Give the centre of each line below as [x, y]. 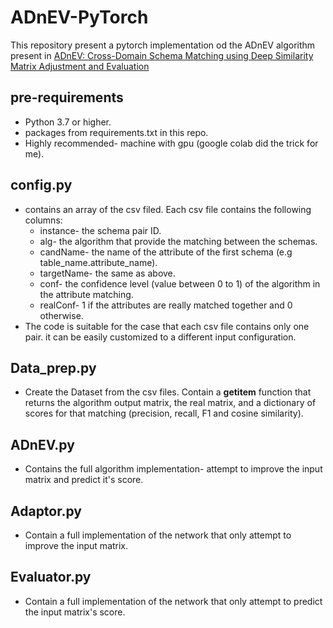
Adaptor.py [46, 511]
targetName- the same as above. [107, 273]
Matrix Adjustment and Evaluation [80, 66]
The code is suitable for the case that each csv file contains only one [167, 326]
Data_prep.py [53, 367]
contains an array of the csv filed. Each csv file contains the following [168, 209]
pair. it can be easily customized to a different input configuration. [160, 337]
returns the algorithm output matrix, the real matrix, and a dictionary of [170, 403]
